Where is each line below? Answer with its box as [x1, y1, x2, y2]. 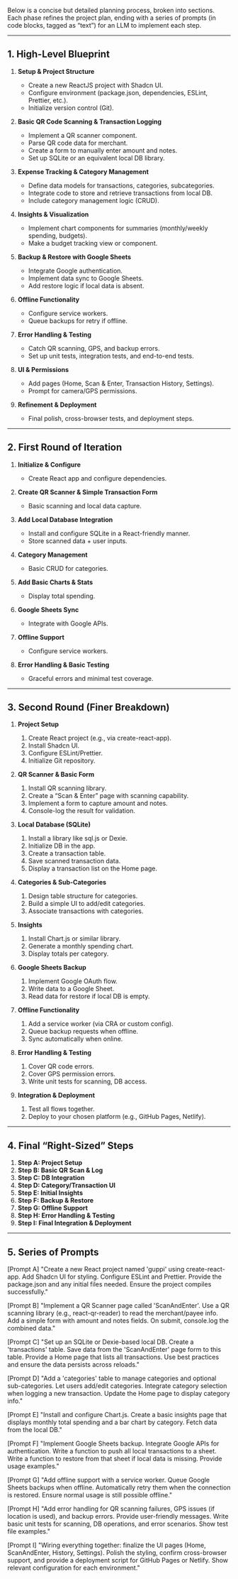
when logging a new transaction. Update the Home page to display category [7, 1389, 230, 1398]
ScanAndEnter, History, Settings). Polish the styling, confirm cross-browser [7, 1548, 227, 1557]
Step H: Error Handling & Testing [17, 1211, 115, 1220]
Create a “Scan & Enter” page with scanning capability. [28, 792, 189, 800]
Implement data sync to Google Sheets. [28, 273, 144, 283]
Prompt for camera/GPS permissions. [28, 386, 137, 395]
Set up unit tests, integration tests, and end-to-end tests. [28, 351, 194, 360]
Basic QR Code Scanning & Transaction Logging [17, 117, 161, 126]
